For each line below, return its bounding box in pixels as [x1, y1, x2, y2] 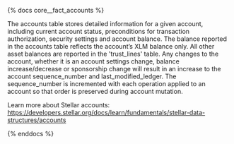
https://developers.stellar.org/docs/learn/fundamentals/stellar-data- [7, 109, 206, 116]
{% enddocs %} [7, 130, 54, 138]
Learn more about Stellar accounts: [7, 101, 110, 109]
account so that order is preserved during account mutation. [7, 88, 183, 95]
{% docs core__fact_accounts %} [7, 6, 105, 14]
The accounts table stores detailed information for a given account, [7, 20, 204, 28]
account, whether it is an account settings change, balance [7, 57, 180, 66]
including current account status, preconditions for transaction [7, 28, 189, 35]
